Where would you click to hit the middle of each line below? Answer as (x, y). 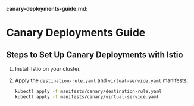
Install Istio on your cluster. (48, 69)
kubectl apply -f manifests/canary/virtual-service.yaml (87, 97)
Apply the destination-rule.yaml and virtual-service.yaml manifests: (101, 80)
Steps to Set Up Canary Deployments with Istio (95, 54)
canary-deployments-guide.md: (47, 9)
